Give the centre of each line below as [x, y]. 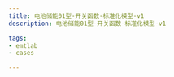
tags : [17, 38]
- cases [22, 53]
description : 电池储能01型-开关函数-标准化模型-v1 [87, 24]
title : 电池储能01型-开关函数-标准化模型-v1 [76, 16]
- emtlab [23, 45]
